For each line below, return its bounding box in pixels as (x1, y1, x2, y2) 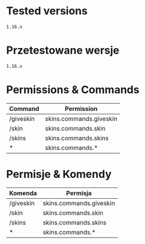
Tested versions (6, 4, 88, 18)
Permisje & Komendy (6, 168, 112, 181)
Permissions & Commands (6, 83, 140, 96)
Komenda (9, 189, 38, 197)
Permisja (66, 189, 92, 197)
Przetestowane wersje (6, 43, 119, 57)
